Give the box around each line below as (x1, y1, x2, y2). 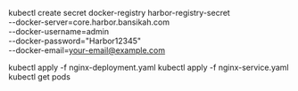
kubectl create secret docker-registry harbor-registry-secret (8, 8, 231, 18)
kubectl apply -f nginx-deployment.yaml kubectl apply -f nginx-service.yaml (8, 62, 289, 72)
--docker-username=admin (8, 27, 110, 36)
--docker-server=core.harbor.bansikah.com (8, 17, 170, 27)
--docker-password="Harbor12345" (8, 35, 142, 46)
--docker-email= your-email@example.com (8, 45, 166, 56)
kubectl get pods (8, 72, 70, 82)
